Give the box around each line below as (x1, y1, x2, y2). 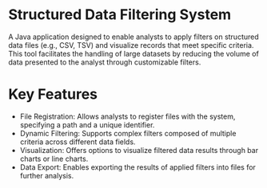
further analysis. (19, 170, 74, 180)
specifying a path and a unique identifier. (19, 119, 155, 129)
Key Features (8, 85, 98, 104)
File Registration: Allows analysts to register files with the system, (19, 112, 236, 121)
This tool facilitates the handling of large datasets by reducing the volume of (8, 49, 260, 58)
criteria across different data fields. (19, 137, 136, 147)
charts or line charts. (19, 154, 89, 163)
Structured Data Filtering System (8, 6, 232, 24)
